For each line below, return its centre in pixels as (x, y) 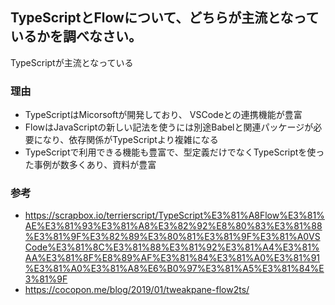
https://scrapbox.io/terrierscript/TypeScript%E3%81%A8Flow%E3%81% (174, 215)
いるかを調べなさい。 (76, 36)
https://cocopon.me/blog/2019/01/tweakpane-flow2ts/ (137, 290)
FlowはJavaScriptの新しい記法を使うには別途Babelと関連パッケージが (169, 127)
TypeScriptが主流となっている (72, 62)
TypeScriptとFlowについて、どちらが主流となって (165, 18)
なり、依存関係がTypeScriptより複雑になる (130, 140)
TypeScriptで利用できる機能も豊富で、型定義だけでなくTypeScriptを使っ (174, 152)
